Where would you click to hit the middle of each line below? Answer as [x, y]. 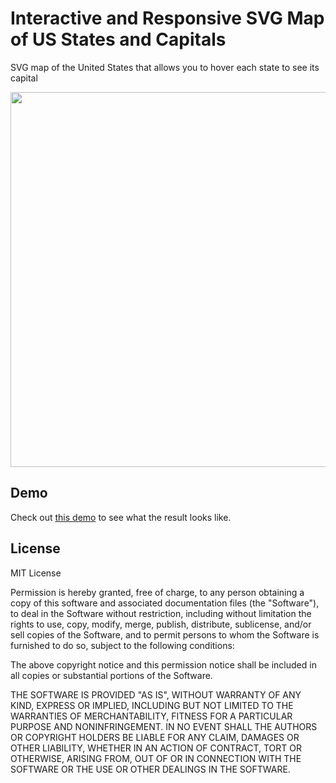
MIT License [36, 573]
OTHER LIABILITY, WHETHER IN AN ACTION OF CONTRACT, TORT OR [156, 748]
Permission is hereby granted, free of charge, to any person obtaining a [157, 592]
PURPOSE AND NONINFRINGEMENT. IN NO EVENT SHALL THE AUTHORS [164, 726]
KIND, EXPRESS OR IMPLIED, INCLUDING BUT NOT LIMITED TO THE [152, 705]
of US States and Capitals [118, 39]
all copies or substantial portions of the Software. [111, 675]
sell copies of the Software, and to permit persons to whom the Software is [165, 634]
